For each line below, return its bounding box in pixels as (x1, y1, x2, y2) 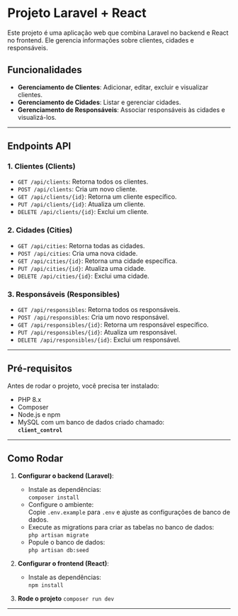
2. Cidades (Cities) (7, 225, 73, 235)
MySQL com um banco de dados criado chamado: (17, 418, 165, 426)
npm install (28, 581, 64, 589)
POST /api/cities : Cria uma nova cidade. (17, 249, 138, 257)
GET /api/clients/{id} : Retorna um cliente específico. (17, 193, 177, 201)
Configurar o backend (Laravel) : (17, 471, 114, 480)
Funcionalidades (7, 64, 83, 76)
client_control (17, 427, 63, 434)
